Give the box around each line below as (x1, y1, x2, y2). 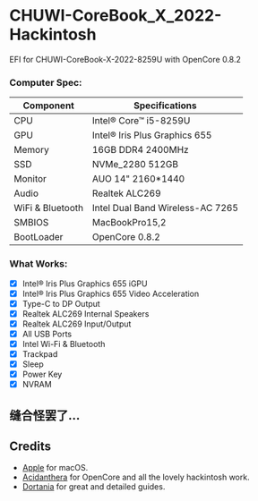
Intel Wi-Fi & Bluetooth (21, 338, 106, 349)
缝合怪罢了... (9, 408, 81, 423)
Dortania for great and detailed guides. (21, 481, 166, 492)
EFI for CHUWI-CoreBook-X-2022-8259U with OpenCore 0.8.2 (9, 54, 242, 64)
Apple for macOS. (21, 463, 89, 473)
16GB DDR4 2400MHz (91, 144, 190, 157)
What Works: (9, 258, 68, 270)
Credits (9, 439, 52, 454)
